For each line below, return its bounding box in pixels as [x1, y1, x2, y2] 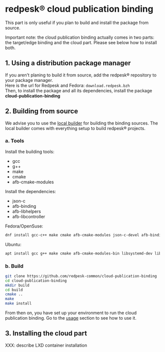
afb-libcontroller [12, 213, 46, 219]
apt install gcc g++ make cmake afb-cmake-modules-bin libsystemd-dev [5, 251, 153, 256]
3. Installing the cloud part [5, 329, 87, 338]
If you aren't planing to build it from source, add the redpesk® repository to [5, 72, 157, 78]
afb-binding [12, 203, 36, 209]
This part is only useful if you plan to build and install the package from [5, 20, 149, 25]
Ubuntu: [5, 241, 22, 247]
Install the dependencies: [5, 188, 56, 194]
